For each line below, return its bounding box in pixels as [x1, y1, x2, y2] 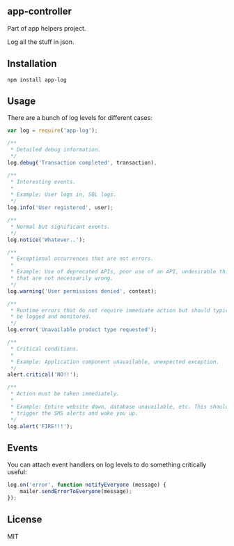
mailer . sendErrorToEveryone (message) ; [19, 488, 132, 495]
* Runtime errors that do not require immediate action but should [10, 307, 210, 314]
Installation [7, 58, 57, 70]
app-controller [7, 6, 72, 17]
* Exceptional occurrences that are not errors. [10, 255, 155, 262]
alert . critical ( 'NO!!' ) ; [7, 371, 79, 379]
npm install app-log [7, 76, 68, 83]
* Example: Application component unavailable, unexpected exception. [10, 358, 219, 365]
